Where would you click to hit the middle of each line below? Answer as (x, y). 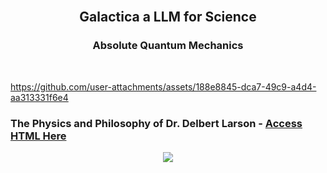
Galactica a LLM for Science (168, 17)
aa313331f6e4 (39, 97)
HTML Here (38, 136)
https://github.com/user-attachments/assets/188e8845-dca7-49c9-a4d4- (163, 86)
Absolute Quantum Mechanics (168, 46)
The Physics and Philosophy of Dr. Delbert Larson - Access (156, 123)
